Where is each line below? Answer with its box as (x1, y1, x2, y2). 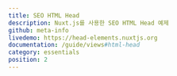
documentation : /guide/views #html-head (8, 41, 140, 49)
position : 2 (8, 56, 48, 64)
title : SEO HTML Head (8, 11, 80, 20)
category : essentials (8, 48, 80, 56)
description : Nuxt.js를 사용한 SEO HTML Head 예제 (8, 19, 169, 27)
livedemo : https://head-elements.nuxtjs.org (8, 33, 158, 42)
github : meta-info (8, 26, 69, 34)
